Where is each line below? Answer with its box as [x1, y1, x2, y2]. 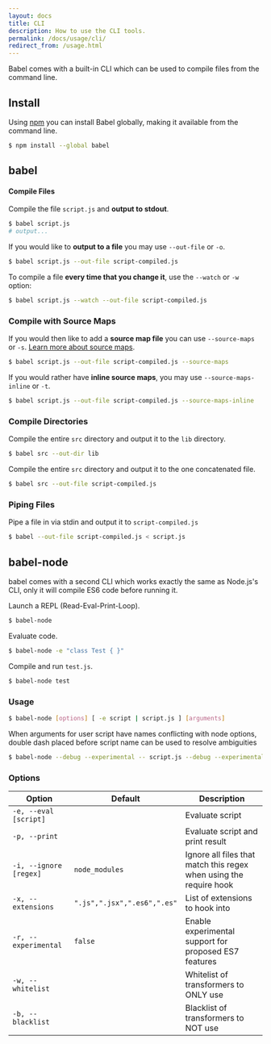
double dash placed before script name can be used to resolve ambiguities [8, 737, 257, 747]
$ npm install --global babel [8, 141, 110, 149]
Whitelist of [185, 969, 228, 980]
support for [185, 935, 228, 946]
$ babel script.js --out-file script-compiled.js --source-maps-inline [8, 397, 254, 405]
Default [111, 792, 140, 804]
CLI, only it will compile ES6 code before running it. [8, 585, 178, 595]
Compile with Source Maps [8, 315, 116, 327]
